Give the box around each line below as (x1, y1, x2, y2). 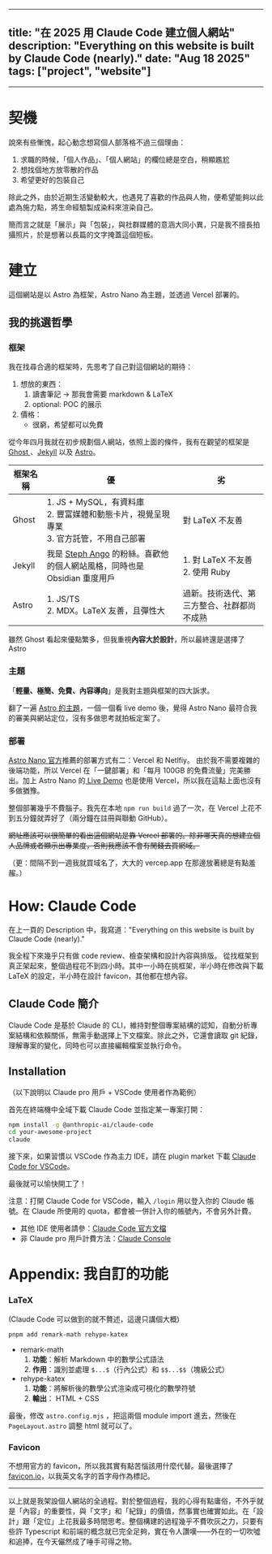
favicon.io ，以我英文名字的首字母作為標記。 (8, 1471, 155, 1481)
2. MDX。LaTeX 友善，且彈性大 (46, 605, 166, 617)
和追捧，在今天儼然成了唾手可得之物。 (8, 1536, 136, 1546)
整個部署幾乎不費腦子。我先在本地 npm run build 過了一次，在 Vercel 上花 (8, 803, 255, 812)
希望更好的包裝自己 (19, 175, 85, 184)
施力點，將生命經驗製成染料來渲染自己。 (22, 202, 158, 212)
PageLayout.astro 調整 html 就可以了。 (8, 1421, 137, 1431)
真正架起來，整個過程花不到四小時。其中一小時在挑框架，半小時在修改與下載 (8, 960, 264, 971)
